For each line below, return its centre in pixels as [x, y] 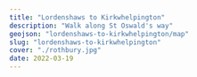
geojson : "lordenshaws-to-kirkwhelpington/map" [99, 34]
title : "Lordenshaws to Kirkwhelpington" [87, 17]
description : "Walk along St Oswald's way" [91, 26]
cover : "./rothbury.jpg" [55, 50]
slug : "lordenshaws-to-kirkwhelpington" [86, 42]
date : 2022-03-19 [41, 58]
